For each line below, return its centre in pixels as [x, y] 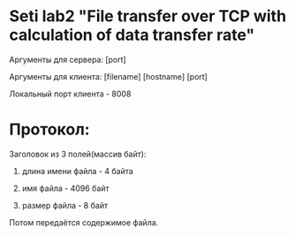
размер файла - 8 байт [65, 205]
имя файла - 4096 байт [65, 188]
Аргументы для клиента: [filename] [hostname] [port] [108, 76]
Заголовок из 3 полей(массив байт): [78, 154]
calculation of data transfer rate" [132, 35]
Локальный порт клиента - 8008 [70, 94]
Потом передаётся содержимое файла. [84, 222]
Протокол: [49, 129]
